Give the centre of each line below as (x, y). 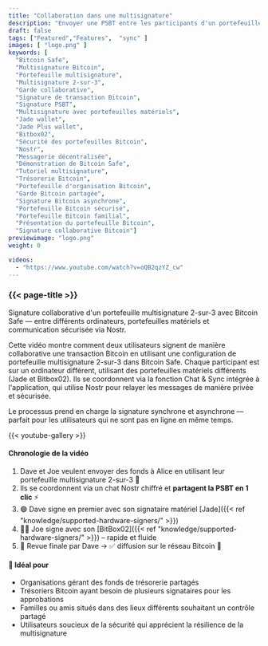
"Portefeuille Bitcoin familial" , (73, 216)
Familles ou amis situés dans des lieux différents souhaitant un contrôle (137, 608)
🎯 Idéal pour (29, 565)
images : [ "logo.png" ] (48, 45)
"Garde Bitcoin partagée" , (60, 193)
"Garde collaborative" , (55, 90)
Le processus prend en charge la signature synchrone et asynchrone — (126, 411)
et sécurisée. (30, 396)
